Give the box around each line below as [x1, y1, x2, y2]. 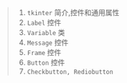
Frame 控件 [26, 48, 62, 57]
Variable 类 [26, 28, 65, 37]
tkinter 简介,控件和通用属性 [26, 8, 120, 17]
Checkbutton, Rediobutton [26, 68, 113, 76]
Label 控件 [26, 18, 62, 27]
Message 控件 [26, 38, 69, 47]
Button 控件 [26, 57, 65, 67]
